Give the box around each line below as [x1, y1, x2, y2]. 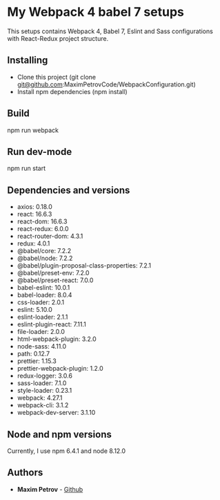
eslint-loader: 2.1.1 [17, 313, 68, 322]
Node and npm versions [7, 428, 112, 440]
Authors [7, 467, 43, 479]
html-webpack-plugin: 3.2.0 [17, 335, 97, 343]
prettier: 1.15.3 [17, 357, 57, 365]
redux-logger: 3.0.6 [17, 371, 72, 380]
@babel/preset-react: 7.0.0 [17, 276, 94, 284]
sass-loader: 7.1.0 [17, 379, 67, 387]
